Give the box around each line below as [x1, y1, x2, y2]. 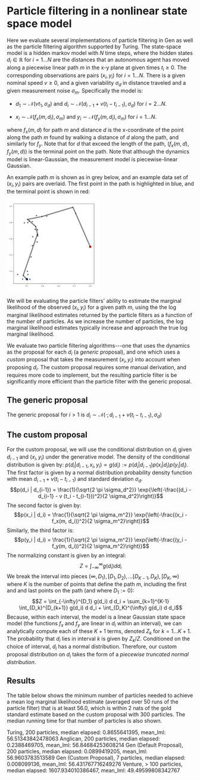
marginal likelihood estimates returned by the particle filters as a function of [7, 311, 193, 318]
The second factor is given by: [7, 502, 82, 509]
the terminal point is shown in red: [7, 188, 90, 195]
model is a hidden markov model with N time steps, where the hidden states [7, 49, 193, 56]
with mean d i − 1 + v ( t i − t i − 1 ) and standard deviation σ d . [7, 475, 143, 484]
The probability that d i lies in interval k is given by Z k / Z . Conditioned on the [7, 635, 190, 644]
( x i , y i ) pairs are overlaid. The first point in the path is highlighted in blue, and [7, 180, 194, 189]
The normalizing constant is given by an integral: [7, 551, 126, 559]
